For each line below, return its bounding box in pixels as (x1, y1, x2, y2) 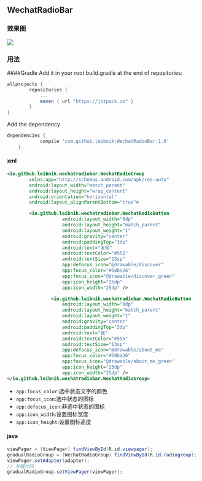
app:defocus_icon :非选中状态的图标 (15, 402, 105, 410)
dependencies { (7, 133, 46, 139)
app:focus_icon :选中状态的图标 (15, 395, 95, 402)
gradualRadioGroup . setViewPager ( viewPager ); (7, 469, 123, 475)
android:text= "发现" (61, 245, 113, 251)
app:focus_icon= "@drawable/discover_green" (61, 273, 175, 279)
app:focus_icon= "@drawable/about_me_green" (61, 358, 175, 364)
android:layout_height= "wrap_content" (29, 188, 128, 194)
